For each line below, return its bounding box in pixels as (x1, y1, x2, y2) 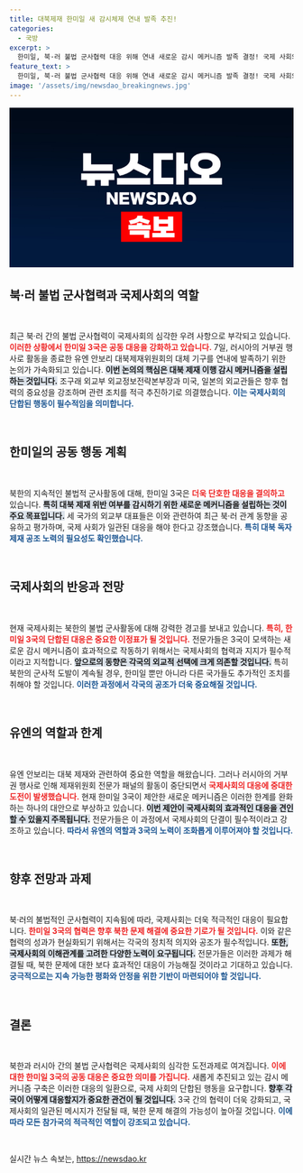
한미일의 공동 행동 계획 (9, 445, 128, 460)
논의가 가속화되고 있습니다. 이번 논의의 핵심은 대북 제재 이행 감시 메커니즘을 (9, 365, 272, 375)
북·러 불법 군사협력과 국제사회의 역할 (9, 287, 200, 302)
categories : (9, 23, 54, 33)
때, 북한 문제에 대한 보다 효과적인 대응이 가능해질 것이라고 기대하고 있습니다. (25, 959, 293, 970)
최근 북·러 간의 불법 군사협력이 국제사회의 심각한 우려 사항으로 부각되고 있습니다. (9, 330, 291, 342)
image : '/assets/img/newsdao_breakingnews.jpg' (9, 81, 192, 90)
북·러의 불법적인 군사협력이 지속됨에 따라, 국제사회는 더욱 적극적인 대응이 (9, 914, 264, 925)
